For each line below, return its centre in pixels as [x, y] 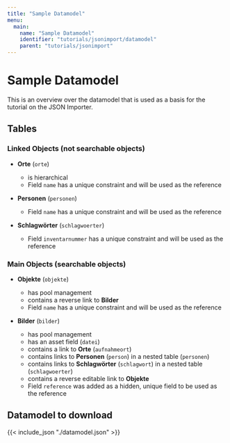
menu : [15, 20]
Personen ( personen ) [47, 198]
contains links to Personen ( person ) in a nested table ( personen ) [118, 356]
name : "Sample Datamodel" [57, 33]
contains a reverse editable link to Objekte [88, 378]
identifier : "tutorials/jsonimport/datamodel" [88, 40]
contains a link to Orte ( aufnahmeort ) [80, 349]
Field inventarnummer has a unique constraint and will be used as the [125, 239]
